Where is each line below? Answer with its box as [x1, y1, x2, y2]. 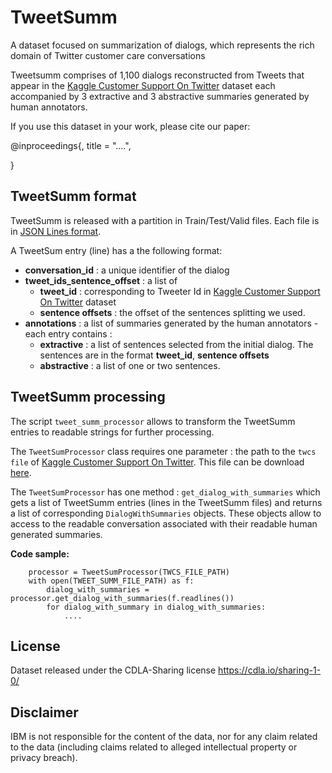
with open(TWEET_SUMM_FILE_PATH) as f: [28, 576, 195, 586]
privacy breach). [10, 752, 78, 764]
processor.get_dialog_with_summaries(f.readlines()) [10, 593, 235, 603]
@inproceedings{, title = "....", [10, 139, 132, 151]
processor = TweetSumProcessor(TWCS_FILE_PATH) [28, 567, 230, 577]
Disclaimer [10, 704, 79, 721]
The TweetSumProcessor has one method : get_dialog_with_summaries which [10, 486, 321, 498]
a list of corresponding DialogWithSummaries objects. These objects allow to [10, 507, 322, 519]
